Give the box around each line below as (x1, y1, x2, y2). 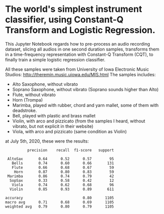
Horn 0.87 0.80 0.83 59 (14, 169, 114, 174)
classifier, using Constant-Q (5, 14, 124, 25)
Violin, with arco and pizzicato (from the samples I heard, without (12, 118, 145, 124)
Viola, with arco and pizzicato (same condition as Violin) (12, 128, 127, 134)
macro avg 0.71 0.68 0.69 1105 (5, 200, 114, 205)
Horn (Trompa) (12, 97, 43, 103)
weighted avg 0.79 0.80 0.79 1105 (5, 204, 114, 209)
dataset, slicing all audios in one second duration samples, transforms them (5, 46, 160, 52)
